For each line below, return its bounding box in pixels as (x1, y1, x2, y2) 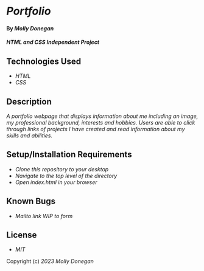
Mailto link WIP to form (15, 212, 73, 219)
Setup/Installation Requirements (6, 149, 132, 160)
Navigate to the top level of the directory (15, 172, 118, 179)
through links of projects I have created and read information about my (6, 126, 185, 132)
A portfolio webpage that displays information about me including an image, (6, 112, 199, 120)
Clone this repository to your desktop (15, 165, 109, 173)
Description (6, 96, 52, 107)
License (6, 230, 37, 241)
